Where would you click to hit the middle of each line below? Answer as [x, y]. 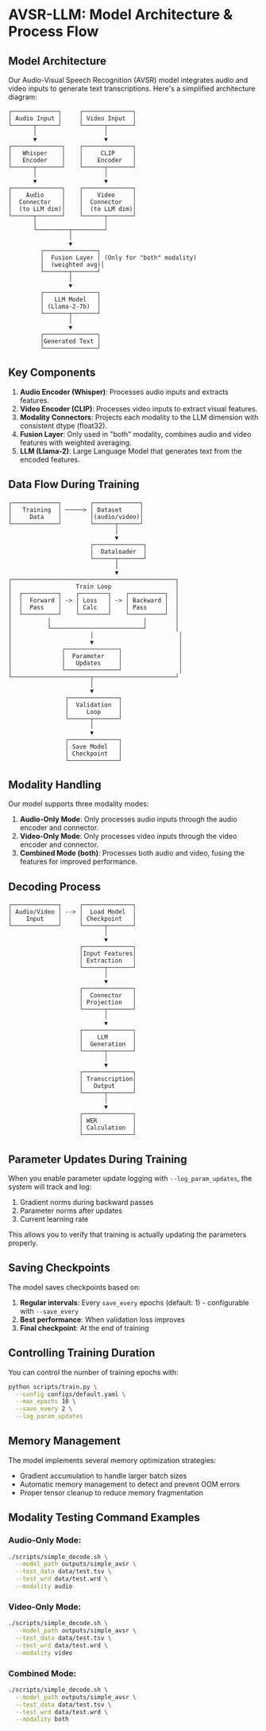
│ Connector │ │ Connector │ [72, 202]
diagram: [23, 97]
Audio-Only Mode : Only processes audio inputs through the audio [128, 819]
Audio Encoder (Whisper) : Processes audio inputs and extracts [124, 392]
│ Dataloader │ [119, 552]
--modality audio [44, 1587]
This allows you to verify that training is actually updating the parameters [127, 1234]
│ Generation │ [108, 1044]
